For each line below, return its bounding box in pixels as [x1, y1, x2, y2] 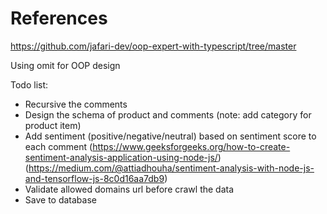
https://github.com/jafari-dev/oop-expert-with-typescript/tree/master [10, 40, 297, 52]
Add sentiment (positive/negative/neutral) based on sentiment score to [24, 130, 317, 142]
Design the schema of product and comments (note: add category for [24, 108, 312, 121]
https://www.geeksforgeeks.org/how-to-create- [92, 140, 291, 152]
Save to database [24, 193, 97, 206]
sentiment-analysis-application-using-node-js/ [24, 151, 218, 163]
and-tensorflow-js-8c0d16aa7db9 [24, 172, 165, 184]
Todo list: [10, 78, 49, 91]
